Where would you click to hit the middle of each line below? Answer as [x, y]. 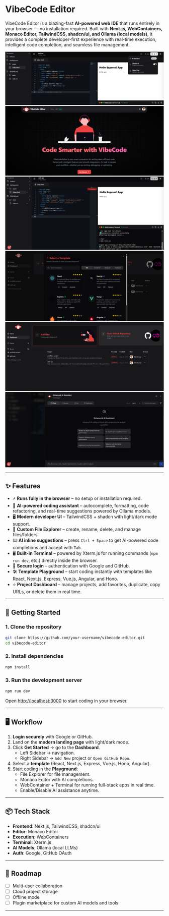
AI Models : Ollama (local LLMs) [45, 847]
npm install [18, 667]
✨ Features [23, 486]
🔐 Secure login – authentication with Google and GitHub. [71, 566]
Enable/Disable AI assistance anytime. [60, 790]
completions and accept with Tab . [47, 548]
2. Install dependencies [34, 656]
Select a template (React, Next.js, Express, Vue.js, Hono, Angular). [81, 764]
